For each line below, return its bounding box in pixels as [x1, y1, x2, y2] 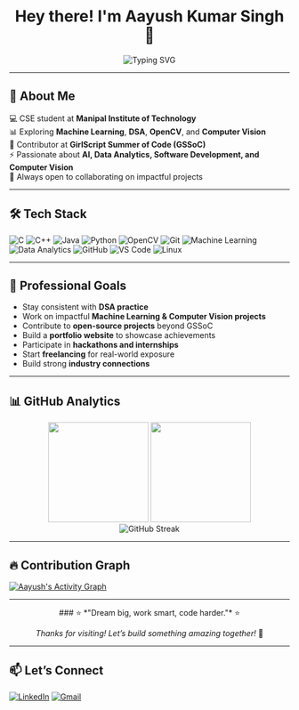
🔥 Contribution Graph [9, 558, 131, 573]
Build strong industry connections [21, 359, 150, 369]
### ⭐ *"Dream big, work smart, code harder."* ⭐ [59, 608, 240, 617]
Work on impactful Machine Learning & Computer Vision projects [21, 311, 267, 322]
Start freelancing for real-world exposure [21, 349, 175, 359]
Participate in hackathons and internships [21, 340, 180, 351]
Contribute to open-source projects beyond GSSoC [21, 320, 214, 331]
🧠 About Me [9, 89, 76, 104]
